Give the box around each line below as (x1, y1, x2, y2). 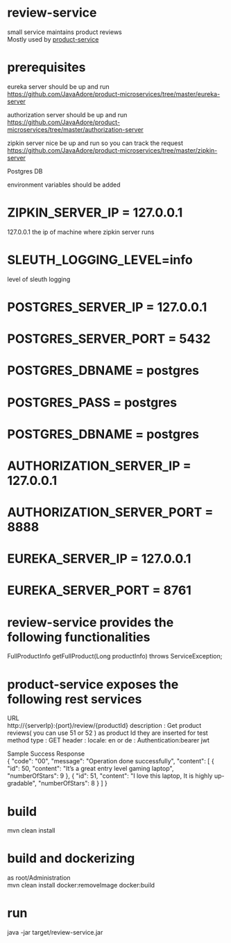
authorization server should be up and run (7, 110, 128, 119)
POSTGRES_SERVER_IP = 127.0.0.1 (7, 299, 207, 315)
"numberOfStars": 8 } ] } (37, 779, 108, 788)
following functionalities (7, 629, 151, 645)
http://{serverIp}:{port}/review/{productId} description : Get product (7, 722, 202, 730)
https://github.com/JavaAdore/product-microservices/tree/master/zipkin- (7, 146, 218, 154)
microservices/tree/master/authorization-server (7, 125, 144, 133)
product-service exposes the (7, 677, 179, 692)
